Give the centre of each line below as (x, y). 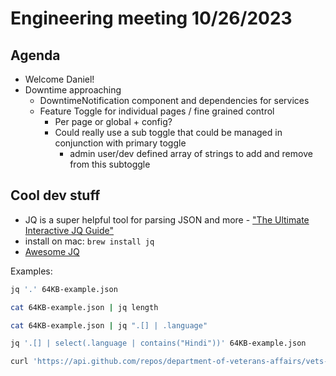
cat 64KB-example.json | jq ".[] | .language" (109, 325)
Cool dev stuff (55, 195)
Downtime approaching (73, 90)
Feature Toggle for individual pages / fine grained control (157, 111)
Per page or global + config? (113, 121)
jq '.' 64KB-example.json (64, 289)
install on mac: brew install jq (89, 241)
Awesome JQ (52, 251)
